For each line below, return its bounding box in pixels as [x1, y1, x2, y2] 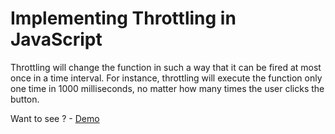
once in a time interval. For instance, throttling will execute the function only [10, 72, 323, 84]
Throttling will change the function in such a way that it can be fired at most [10, 61, 322, 73]
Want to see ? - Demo [10, 112, 100, 124]
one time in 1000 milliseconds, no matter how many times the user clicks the [10, 82, 325, 94]
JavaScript [10, 28, 103, 51]
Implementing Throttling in [10, 7, 237, 30]
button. [10, 93, 40, 105]
